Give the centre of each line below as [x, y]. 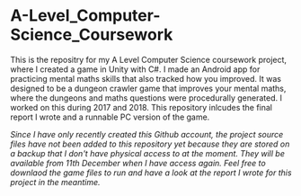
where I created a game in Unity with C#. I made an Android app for [135, 69]
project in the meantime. [56, 182]
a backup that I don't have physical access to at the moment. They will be [148, 153]
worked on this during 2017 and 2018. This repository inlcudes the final [142, 107]
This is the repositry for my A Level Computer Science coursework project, [148, 59]
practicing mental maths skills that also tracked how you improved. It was [146, 78]
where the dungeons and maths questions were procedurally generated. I [146, 98]
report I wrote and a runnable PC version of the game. [110, 117]
